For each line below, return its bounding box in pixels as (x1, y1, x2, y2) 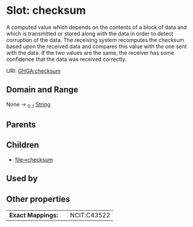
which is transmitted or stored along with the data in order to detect (6, 30, 173, 37)
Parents (6, 119, 36, 129)
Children (6, 140, 39, 151)
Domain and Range (6, 85, 79, 95)
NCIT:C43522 (70, 211, 111, 219)
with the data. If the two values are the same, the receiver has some (6, 49, 174, 56)
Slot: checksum (6, 4, 86, 17)
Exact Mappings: (9, 211, 58, 219)
